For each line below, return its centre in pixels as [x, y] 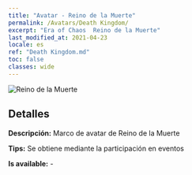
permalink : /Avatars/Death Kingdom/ [68, 23]
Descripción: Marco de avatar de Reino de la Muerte [94, 133]
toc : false [26, 60]
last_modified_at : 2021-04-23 [58, 37]
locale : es [26, 45]
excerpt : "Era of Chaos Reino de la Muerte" [84, 30]
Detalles [29, 114]
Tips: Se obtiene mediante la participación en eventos [96, 148]
